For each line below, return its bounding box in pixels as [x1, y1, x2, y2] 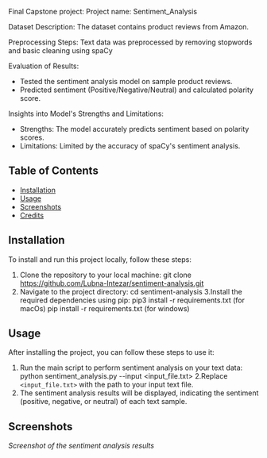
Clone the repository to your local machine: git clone [19, 270, 192, 279]
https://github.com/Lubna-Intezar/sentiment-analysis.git [19, 278, 204, 288]
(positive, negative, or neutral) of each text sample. [19, 397, 188, 406]
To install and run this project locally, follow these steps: [8, 254, 192, 264]
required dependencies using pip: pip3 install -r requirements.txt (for [19, 295, 245, 305]
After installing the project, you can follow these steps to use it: [8, 348, 215, 357]
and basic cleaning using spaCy [8, 46, 113, 55]
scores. [19, 133, 45, 142]
